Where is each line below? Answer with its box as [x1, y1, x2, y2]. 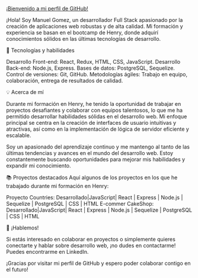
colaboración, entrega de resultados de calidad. [6, 77, 123, 84]
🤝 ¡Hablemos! [6, 224, 39, 231]
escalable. [6, 132, 31, 138]
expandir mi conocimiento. [6, 162, 71, 169]
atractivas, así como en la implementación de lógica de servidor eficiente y [6, 125, 190, 132]
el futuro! [6, 266, 28, 273]
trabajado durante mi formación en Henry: [6, 183, 109, 189]
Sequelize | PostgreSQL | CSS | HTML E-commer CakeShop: [6, 201, 154, 207]
